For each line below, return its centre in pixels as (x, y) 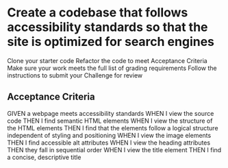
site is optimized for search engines (111, 42)
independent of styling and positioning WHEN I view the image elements (109, 135)
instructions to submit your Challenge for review (75, 75)
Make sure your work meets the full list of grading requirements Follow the (112, 68)
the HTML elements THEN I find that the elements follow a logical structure (113, 128)
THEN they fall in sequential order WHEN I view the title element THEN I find (114, 149)
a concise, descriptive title (44, 157)
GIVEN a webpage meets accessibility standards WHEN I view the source (111, 113)
